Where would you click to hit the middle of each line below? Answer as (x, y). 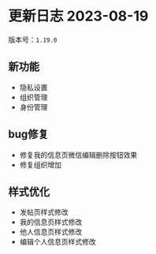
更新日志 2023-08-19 (78, 16)
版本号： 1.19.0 (33, 39)
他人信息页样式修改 (51, 232)
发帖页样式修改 (44, 212)
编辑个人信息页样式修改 (58, 242)
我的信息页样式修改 (51, 222)
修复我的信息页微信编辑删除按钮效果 (78, 155)
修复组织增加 (40, 164)
